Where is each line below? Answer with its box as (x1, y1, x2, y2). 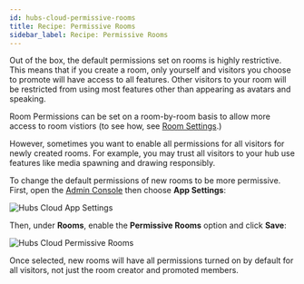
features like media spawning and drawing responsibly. (9, 158, 216, 169)
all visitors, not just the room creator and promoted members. (9, 265, 239, 276)
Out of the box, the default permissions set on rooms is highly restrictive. (9, 55, 282, 66)
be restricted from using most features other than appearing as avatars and (9, 83, 291, 95)
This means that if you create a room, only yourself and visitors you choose (9, 64, 292, 75)
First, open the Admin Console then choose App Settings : (9, 185, 227, 196)
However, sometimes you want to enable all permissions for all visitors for (9, 138, 285, 150)
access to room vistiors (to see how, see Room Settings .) (9, 121, 222, 132)
